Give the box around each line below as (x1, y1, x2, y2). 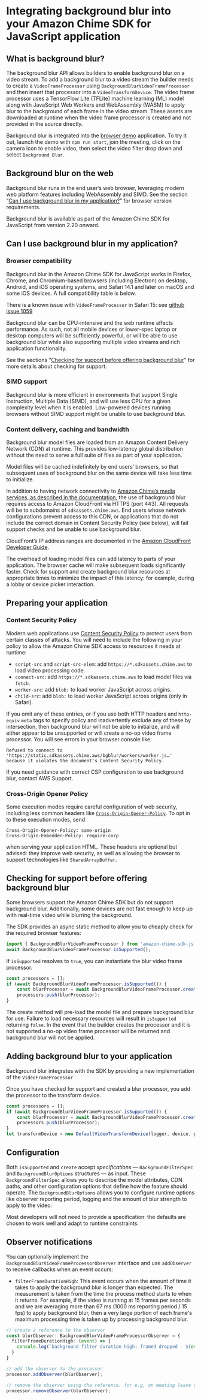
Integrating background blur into (6, 4, 172, 18)
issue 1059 (6, 307, 33, 315)
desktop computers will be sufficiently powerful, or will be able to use (6, 331, 178, 339)
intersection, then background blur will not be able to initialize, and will (6, 723, 180, 730)
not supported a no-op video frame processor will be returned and (6, 1028, 170, 1035)
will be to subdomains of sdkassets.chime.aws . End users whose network (6, 506, 187, 514)
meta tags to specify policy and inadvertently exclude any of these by (20, 716, 191, 723)
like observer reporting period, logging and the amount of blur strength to (6, 1195, 187, 1202)
